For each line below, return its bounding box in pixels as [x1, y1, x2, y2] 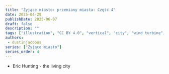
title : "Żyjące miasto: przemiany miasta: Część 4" [5, 7, 116, 12]
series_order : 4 [5, 49, 39, 54]
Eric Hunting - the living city [12, 63, 70, 69]
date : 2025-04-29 [5, 12, 42, 17]
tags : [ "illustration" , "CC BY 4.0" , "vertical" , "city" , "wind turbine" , [5, 30, 165, 35]
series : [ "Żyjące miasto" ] [5, 44, 62, 49]
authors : [5, 35, 24, 40]
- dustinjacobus [7, 40, 42, 45]
